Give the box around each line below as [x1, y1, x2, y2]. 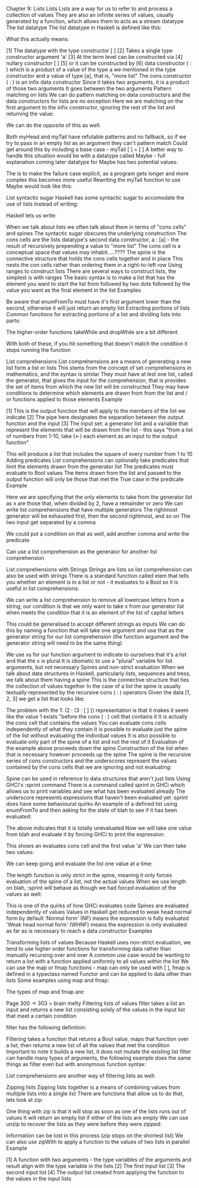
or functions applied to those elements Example [6, 396, 123, 403]
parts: [6, 317, 21, 324]
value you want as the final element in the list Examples [6, 286, 141, 294]
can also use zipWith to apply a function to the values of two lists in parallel [6, 1138, 190, 1145]
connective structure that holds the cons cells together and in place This [6, 255, 183, 262]
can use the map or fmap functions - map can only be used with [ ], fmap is [6, 964, 191, 971]
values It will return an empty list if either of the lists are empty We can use [6, 1114, 188, 1121]
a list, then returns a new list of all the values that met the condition [6, 1042, 170, 1048]
